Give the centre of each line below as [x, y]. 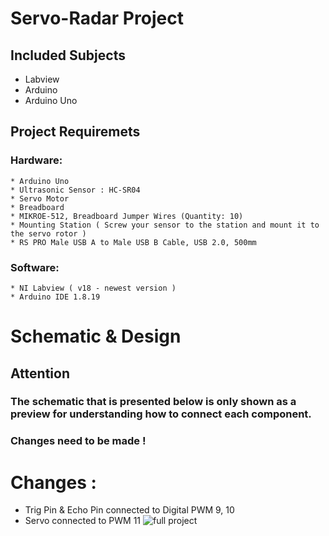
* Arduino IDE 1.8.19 [55, 297]
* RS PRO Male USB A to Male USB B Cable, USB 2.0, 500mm [133, 242]
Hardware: [36, 160]
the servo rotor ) [48, 233]
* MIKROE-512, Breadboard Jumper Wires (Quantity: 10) [127, 216]
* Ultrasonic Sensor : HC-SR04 [75, 190]
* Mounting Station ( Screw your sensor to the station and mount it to [165, 225]
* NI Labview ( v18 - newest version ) [93, 288]
